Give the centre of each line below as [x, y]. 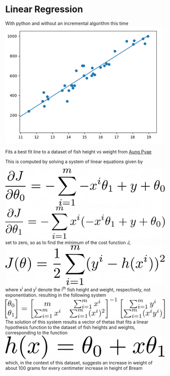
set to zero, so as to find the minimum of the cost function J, [68, 242]
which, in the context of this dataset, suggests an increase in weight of [79, 362]
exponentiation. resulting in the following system [56, 295]
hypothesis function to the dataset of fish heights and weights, [70, 327]
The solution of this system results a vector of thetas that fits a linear [77, 322]
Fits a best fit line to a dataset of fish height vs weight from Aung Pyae [78, 152]
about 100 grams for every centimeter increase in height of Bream [74, 368]
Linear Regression [44, 9]
